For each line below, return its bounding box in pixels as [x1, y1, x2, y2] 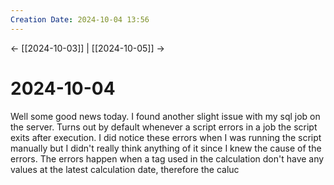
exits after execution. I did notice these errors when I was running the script [10, 131, 322, 143]
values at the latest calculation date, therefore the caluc [10, 163, 240, 175]
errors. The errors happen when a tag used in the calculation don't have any [10, 152, 325, 165]
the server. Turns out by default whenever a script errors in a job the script [10, 121, 318, 133]
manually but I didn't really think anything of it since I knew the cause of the [10, 142, 322, 154]
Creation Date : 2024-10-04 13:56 [10, 14, 150, 25]
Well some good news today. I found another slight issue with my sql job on [10, 110, 321, 122]
